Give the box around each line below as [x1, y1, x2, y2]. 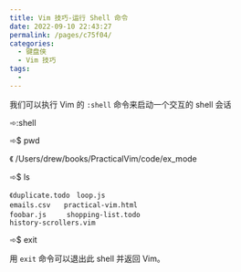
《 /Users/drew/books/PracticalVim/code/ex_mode [9, 152, 198, 164]
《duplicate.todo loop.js [9, 191, 106, 200]
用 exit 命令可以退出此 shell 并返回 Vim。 [9, 253, 166, 264]
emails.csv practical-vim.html [9, 200, 139, 210]
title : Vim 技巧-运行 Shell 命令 [9, 13, 129, 23]
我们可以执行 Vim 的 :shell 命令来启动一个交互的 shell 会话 [9, 99, 232, 110]
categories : [9, 38, 55, 48]
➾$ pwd [9, 134, 40, 146]
